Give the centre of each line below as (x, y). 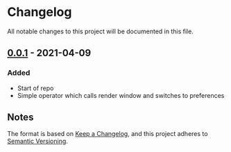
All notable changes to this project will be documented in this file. (101, 31)
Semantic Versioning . (37, 141)
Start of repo (35, 88)
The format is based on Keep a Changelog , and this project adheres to (108, 134)
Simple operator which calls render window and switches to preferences (121, 95)
